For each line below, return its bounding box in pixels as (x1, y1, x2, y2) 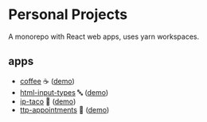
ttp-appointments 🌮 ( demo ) (19, 105, 110, 114)
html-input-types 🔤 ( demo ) (19, 87, 109, 97)
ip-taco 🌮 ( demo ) (19, 97, 76, 106)
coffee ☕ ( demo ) (19, 76, 76, 86)
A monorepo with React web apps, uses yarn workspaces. (8, 32, 200, 41)
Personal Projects (8, 6, 128, 24)
